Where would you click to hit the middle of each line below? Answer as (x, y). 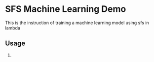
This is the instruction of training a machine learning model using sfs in (77, 23)
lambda (13, 28)
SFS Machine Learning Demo (66, 9)
